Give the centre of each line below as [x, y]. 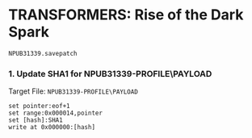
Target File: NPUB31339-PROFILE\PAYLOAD [73, 91]
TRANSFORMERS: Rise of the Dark [126, 15]
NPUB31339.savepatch [43, 53]
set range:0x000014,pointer [56, 113]
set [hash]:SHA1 [36, 120]
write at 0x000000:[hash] [52, 128]
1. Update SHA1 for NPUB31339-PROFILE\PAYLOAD [110, 73]
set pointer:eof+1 [39, 107]
